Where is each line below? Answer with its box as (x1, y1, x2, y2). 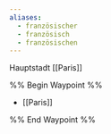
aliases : (9, 13, 42, 22)
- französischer (17, 21, 78, 30)
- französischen (17, 38, 78, 47)
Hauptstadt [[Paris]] (9, 63, 83, 73)
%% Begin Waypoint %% (9, 80, 103, 90)
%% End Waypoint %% (9, 114, 96, 125)
